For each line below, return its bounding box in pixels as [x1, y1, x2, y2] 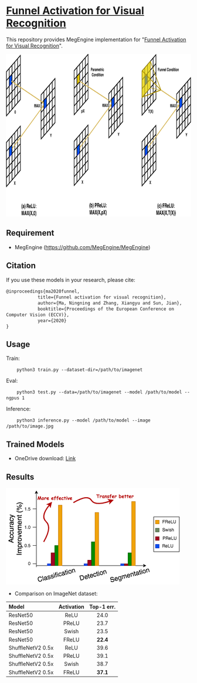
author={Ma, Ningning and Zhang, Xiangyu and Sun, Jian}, [37, 300, 182, 306]
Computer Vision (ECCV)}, [6, 312, 69, 318]
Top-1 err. [89, 603, 116, 610]
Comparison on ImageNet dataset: [14, 590, 98, 597]
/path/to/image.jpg [6, 423, 54, 429]
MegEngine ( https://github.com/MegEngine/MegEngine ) [14, 243, 151, 250]
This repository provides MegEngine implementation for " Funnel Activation [6, 36, 186, 43]
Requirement [6, 228, 55, 238]
